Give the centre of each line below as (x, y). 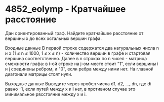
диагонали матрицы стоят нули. (39, 74)
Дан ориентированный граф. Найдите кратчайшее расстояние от (74, 33)
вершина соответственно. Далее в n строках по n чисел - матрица (76, 58)
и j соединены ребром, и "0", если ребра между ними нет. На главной (79, 69)
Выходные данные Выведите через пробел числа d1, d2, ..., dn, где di (78, 84)
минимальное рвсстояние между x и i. (46, 94)
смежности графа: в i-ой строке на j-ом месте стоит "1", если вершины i (82, 64)
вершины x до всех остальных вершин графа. (54, 38)
